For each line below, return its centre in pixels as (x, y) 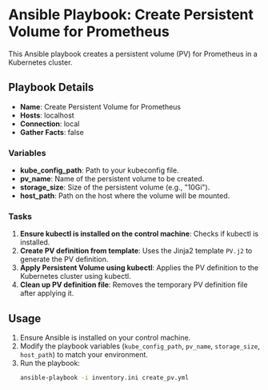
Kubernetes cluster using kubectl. (76, 277)
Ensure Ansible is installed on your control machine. (105, 338)
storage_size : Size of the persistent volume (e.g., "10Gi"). (115, 187)
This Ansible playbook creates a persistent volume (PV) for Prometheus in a (133, 54)
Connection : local (50, 123)
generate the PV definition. (64, 259)
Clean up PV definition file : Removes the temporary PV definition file (134, 285)
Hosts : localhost (47, 115)
